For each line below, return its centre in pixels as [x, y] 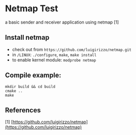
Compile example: [33, 75]
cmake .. [14, 91]
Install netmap [27, 38]
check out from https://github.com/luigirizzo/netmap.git [72, 49]
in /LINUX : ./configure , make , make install [54, 54]
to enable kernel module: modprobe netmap [54, 60]
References [23, 110]
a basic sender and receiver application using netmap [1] [62, 22]
